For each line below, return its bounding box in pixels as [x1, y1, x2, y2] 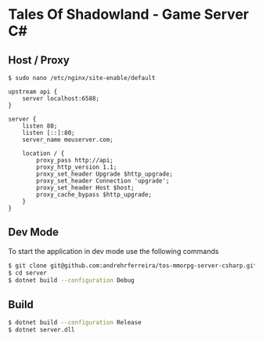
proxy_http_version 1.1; [36, 163, 117, 171]
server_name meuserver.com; [22, 136, 113, 143]
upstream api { [8, 88, 58, 96]
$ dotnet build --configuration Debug [8, 276, 135, 284]
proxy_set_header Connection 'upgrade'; [36, 177, 170, 185]
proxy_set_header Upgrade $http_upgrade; [36, 170, 174, 178]
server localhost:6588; [22, 95, 100, 103]
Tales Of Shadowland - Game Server [8, 5, 249, 24]
